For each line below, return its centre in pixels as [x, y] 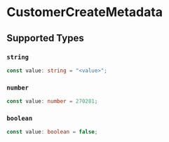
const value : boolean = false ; [52, 132]
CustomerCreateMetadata [84, 12]
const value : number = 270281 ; [52, 101]
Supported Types [46, 38]
